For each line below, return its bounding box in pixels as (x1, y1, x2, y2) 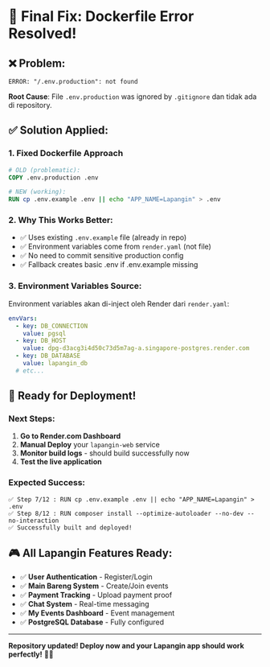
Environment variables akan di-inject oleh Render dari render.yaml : (8, 299, 230, 308)
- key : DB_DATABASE (15, 352, 81, 360)
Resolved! (8, 24, 77, 43)
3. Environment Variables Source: (8, 281, 142, 292)
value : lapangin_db (22, 360, 88, 368)
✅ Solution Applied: (8, 124, 108, 138)
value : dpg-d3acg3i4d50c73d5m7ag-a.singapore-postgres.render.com (22, 344, 250, 352)
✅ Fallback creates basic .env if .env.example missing (19, 260, 198, 270)
